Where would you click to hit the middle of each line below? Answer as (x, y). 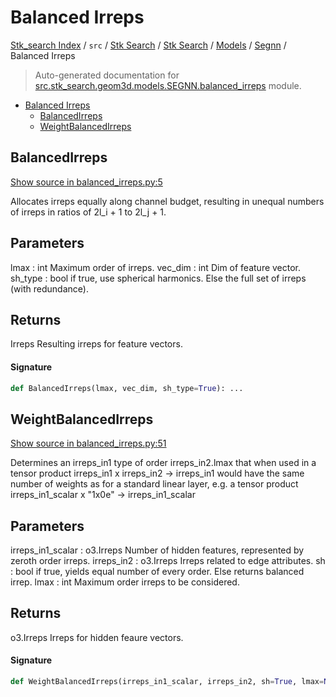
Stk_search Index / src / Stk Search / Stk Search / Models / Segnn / (148, 45)
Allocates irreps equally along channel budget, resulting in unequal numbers (167, 201)
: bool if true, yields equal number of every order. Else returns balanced (157, 572)
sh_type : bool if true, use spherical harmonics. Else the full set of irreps (158, 278)
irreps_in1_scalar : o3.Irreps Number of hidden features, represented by (157, 550)
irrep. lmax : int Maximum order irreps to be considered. (125, 582)
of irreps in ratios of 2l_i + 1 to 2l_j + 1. (88, 212)
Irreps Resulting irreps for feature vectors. (96, 344)
